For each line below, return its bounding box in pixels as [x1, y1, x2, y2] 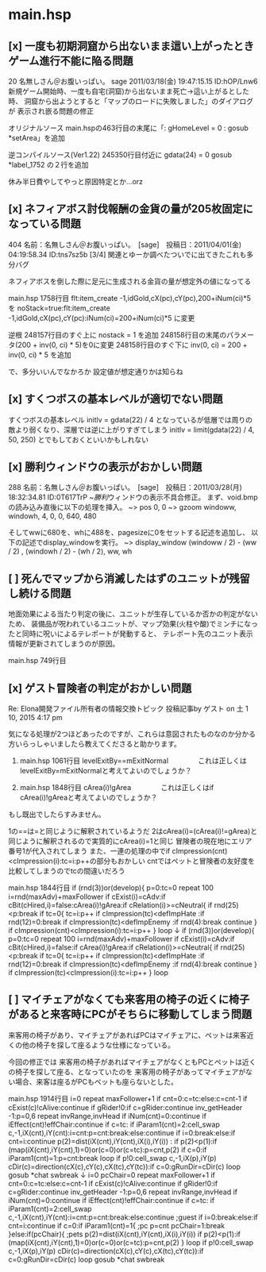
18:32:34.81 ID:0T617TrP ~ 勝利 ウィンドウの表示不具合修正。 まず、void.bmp [8, 492, 258, 502]
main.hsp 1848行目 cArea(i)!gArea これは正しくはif [19, 783, 214, 792]
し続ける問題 [8, 586, 71, 600]
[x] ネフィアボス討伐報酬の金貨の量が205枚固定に [8, 202, 254, 216]
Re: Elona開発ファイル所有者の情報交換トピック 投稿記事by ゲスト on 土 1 [8, 704, 249, 714]
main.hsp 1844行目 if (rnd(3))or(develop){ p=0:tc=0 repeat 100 [8, 883, 214, 892]
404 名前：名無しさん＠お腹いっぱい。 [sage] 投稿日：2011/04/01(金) [8, 240, 242, 249]
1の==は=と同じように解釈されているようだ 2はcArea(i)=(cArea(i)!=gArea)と [8, 827, 258, 836]
